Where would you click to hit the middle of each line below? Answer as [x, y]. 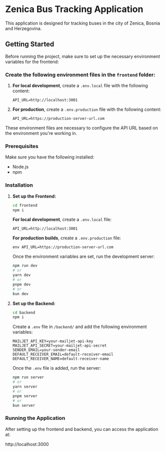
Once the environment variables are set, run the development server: [83, 256]
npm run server [28, 377]
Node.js [20, 167]
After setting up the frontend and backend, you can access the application [82, 429]
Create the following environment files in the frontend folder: [80, 75]
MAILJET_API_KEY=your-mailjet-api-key [53, 341]
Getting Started [30, 44]
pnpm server [25, 396]
